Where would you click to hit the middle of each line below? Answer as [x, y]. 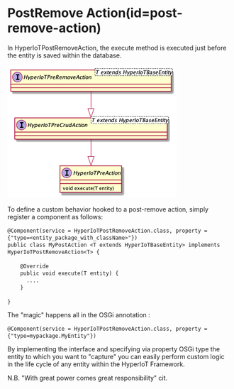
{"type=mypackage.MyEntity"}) [52, 336]
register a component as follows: [55, 217]
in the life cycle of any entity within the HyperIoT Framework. [96, 364]
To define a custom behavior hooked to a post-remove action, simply [108, 209]
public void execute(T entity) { [69, 273]
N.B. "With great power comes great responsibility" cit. [88, 378]
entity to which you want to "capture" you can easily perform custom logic [116, 356]
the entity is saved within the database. [65, 55]
